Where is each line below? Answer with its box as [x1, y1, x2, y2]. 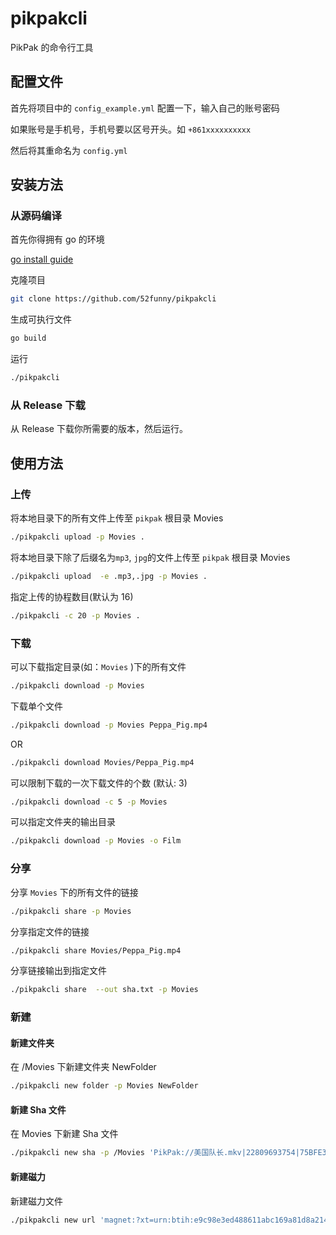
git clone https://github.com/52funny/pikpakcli [10, 294, 217, 304]
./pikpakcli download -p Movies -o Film [10, 836, 182, 846]
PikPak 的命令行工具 [10, 41, 94, 53]
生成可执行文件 [10, 313, 72, 326]
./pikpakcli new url [10, 1215, 97, 1225]
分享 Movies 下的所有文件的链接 [10, 886, 139, 898]
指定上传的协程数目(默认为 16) [10, 590, 134, 602]
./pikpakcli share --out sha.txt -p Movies [10, 985, 199, 995]
